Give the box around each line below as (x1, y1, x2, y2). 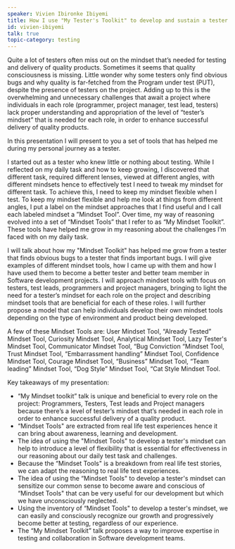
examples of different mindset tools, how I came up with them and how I (7, 261, 217, 270)
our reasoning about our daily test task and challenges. (17, 452, 177, 460)
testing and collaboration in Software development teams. (17, 534, 185, 543)
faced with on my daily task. (7, 233, 89, 241)
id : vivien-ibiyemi (7, 23, 65, 30)
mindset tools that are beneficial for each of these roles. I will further (7, 298, 206, 307)
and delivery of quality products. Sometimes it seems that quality (7, 63, 196, 72)
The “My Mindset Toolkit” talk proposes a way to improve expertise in (17, 526, 220, 535)
